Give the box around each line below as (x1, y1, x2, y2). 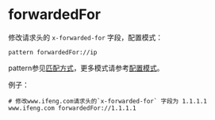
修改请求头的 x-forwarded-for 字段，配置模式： (8, 32, 163, 42)
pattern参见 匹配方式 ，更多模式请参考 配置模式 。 (8, 63, 164, 73)
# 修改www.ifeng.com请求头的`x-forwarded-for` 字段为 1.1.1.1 (8, 97, 208, 105)
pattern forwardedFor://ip (8, 48, 98, 56)
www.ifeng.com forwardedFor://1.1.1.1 (8, 104, 136, 112)
